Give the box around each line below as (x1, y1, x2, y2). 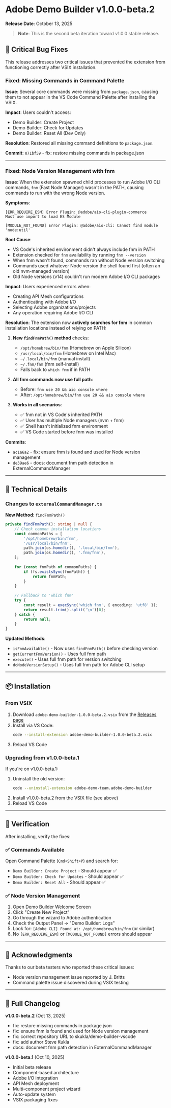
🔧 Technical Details (5, 484, 68, 494)
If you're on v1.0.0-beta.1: (5, 766, 59, 772)
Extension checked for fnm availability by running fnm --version (12, 252, 146, 258)
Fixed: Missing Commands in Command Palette (5, 77, 125, 84)
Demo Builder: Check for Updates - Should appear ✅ (12, 873, 124, 880)
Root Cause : (5, 237, 32, 243)
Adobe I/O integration (12, 1075, 59, 1081)
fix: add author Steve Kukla (12, 1038, 70, 1045)
